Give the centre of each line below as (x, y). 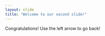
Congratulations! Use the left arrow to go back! (53, 28)
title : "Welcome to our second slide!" (46, 14)
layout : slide (20, 10)
